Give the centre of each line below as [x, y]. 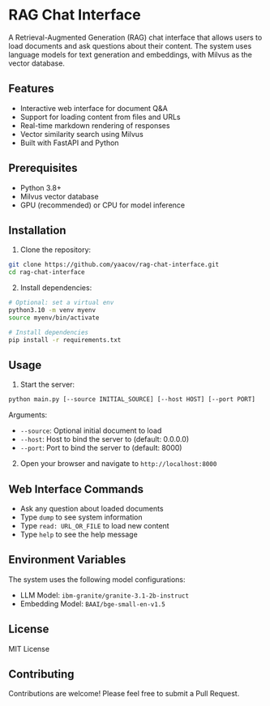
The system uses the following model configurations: [97, 579]
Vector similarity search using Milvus [81, 134]
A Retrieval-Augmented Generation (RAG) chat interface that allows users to [135, 37]
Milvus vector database [59, 196]
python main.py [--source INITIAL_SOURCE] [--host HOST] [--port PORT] [132, 400]
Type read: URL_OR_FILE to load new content [94, 526]
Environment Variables [67, 560]
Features [31, 89]
